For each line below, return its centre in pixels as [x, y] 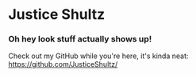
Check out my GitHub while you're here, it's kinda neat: [98, 56]
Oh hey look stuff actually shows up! [80, 39]
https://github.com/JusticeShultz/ [63, 64]
